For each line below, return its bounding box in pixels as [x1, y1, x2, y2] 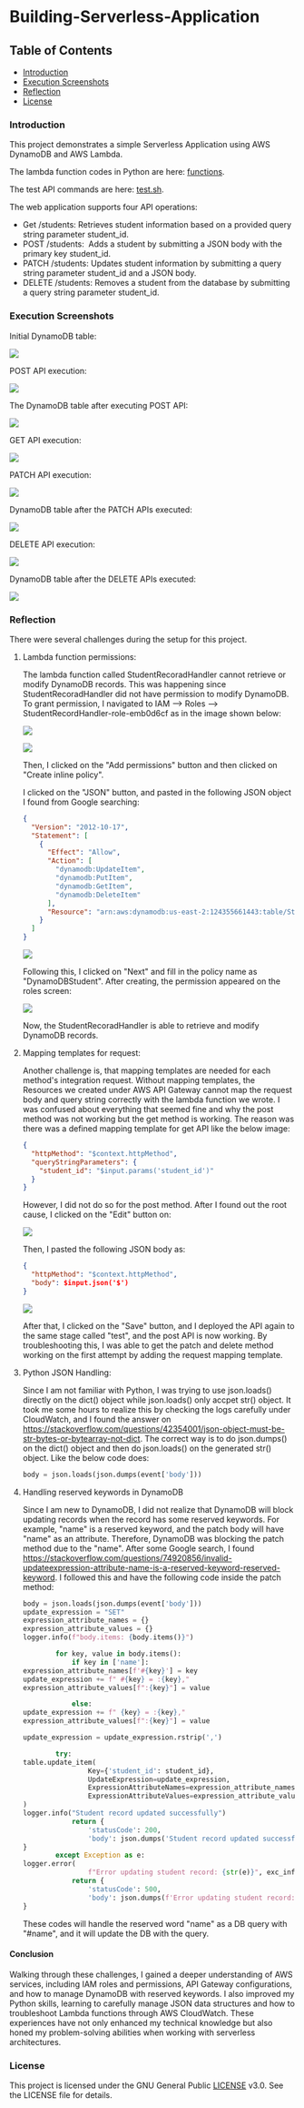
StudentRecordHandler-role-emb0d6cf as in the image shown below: [22, 707, 281, 718]
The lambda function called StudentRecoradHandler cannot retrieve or [22, 669, 287, 680]
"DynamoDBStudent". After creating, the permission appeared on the [22, 976, 281, 987]
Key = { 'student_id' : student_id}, [87, 1766, 215, 1776]
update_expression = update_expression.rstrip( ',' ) [22, 1733, 222, 1742]
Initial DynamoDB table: [9, 330, 97, 341]
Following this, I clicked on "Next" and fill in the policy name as [22, 967, 258, 978]
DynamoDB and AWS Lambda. [9, 148, 123, 160]
